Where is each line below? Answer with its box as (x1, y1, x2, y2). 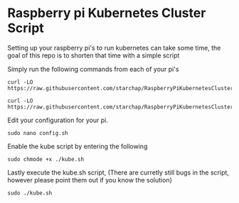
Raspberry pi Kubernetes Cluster (7, 5, 206, 21)
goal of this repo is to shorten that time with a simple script (7, 51, 180, 60)
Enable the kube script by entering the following (7, 142, 148, 150)
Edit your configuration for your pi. (7, 116, 109, 124)
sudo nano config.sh (7, 129, 69, 136)
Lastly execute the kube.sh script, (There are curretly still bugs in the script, (7, 168, 230, 177)
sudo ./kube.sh (7, 190, 53, 197)
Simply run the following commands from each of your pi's (7, 65, 179, 73)
